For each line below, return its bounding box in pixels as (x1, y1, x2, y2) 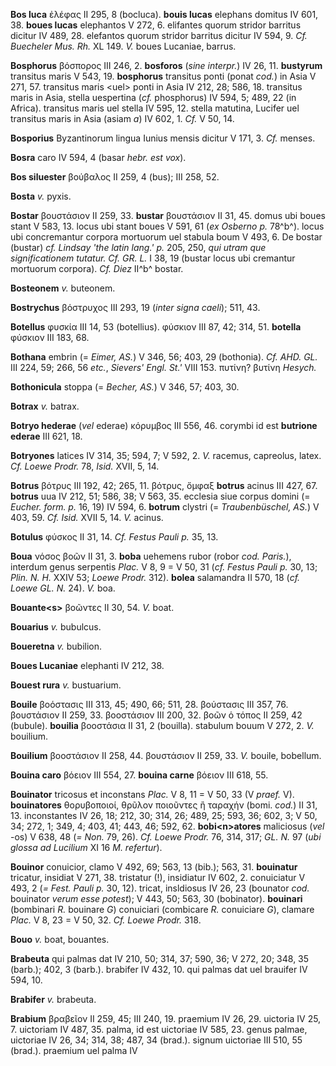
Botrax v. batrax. (10, 400, 80, 412)
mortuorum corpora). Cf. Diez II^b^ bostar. (10, 263, 184, 274)
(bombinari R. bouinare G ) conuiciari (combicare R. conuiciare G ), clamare (10, 904, 315, 915)
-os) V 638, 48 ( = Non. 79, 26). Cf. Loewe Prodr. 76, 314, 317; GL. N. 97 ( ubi (10, 831, 322, 843)
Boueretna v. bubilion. (10, 640, 103, 652)
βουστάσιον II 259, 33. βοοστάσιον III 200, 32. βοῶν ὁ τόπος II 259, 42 (10, 709, 303, 721)
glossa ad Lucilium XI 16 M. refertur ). (10, 842, 163, 853)
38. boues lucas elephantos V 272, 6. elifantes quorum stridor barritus (10, 19, 302, 31)
